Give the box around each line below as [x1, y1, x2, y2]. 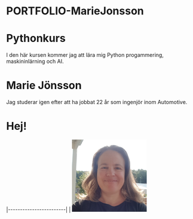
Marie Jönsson [6, 79, 82, 92]
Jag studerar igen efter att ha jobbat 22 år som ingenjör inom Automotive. [6, 99, 188, 106]
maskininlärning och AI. [6, 58, 64, 65]
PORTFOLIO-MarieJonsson [6, 4, 145, 18]
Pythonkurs [6, 32, 66, 45]
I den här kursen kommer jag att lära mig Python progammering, [6, 51, 164, 59]
